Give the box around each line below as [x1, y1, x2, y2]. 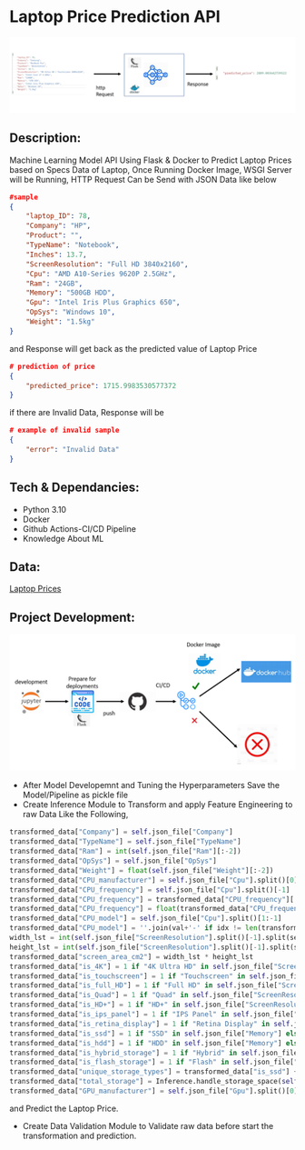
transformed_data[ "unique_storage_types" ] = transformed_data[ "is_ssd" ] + [9, 1067, 299, 1076]
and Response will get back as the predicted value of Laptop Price [9, 343, 258, 354]
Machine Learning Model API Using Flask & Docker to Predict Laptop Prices [9, 155, 292, 165]
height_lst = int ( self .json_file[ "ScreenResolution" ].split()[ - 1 [9, 943, 261, 952]
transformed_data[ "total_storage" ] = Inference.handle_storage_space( [9, 1077, 282, 1086]
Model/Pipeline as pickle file [22, 789, 129, 801]
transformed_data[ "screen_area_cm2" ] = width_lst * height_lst [9, 952, 254, 961]
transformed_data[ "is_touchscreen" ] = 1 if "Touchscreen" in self [9, 971, 266, 981]
